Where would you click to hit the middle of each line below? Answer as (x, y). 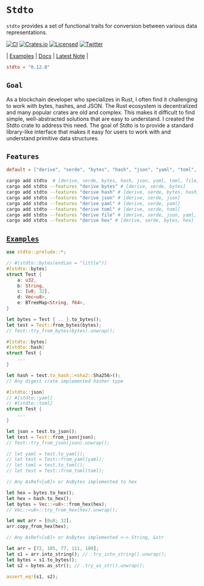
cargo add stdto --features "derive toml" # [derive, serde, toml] (93, 209)
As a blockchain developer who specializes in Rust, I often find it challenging (102, 99)
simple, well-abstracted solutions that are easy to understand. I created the (100, 119)
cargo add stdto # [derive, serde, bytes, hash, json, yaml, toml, (95, 181)
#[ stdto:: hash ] (25, 348)
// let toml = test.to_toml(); (46, 465)
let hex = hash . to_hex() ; (39, 498)
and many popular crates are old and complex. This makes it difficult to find (101, 112)
